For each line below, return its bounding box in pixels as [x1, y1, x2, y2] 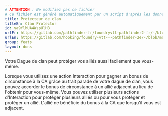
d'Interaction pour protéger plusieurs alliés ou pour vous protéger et [5, 94, 145, 100]
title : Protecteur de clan [5, 16, 61, 21]
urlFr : [5, 30, 19, 35]
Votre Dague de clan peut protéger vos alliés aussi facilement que [5, 58, 141, 64]
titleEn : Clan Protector [5, 21, 57, 26]
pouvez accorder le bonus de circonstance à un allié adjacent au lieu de [5, 83, 153, 90]
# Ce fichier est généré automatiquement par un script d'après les [5, 12, 151, 17]
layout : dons [5, 44, 32, 49]
